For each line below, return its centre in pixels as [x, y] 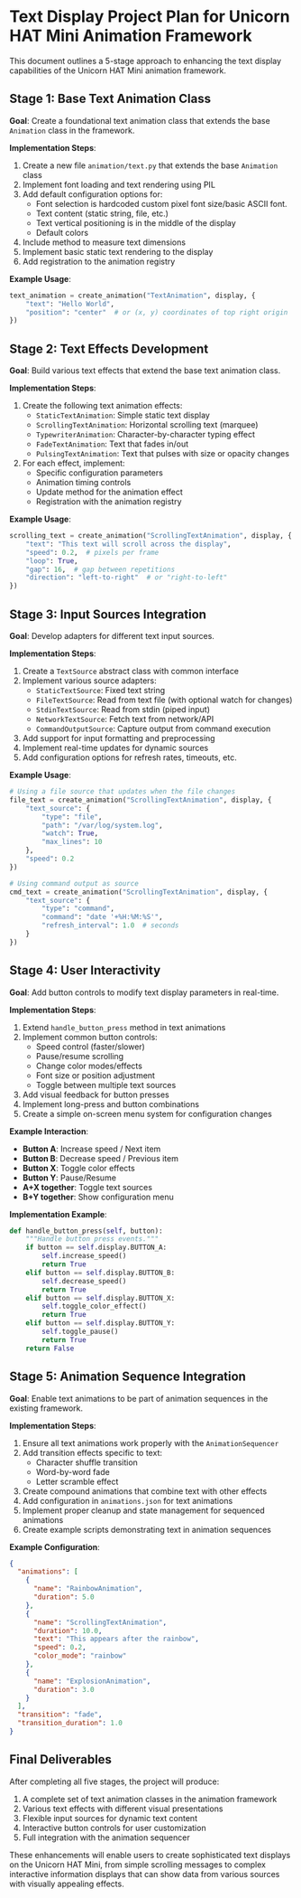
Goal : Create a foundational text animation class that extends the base [140, 120]
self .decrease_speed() [84, 1281]
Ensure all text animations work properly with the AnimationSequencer [150, 1442]
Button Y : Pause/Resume [69, 1178]
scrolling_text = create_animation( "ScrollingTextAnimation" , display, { [151, 536]
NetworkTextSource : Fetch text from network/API [125, 719]
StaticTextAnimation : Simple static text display [123, 415]
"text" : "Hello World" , [70, 304]
